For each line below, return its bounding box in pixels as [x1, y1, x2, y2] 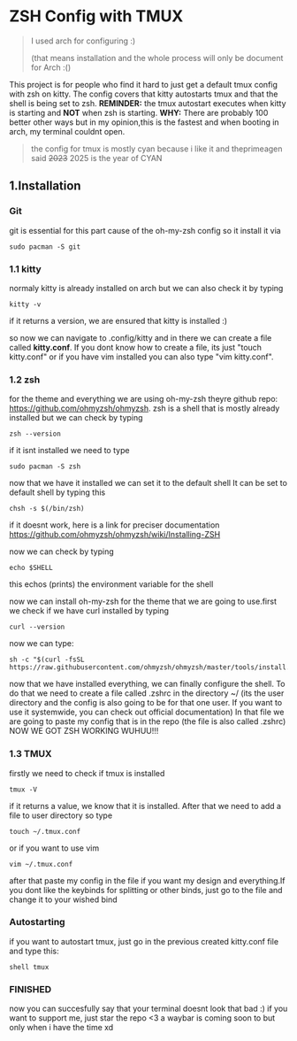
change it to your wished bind [9, 894, 118, 905]
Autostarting [9, 916, 65, 929]
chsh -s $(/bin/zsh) [9, 505, 86, 513]
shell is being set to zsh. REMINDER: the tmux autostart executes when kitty [9, 97, 286, 108]
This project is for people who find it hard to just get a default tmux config [9, 79, 278, 89]
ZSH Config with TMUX [9, 6, 184, 27]
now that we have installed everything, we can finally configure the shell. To [9, 679, 286, 690]
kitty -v [9, 299, 42, 309]
